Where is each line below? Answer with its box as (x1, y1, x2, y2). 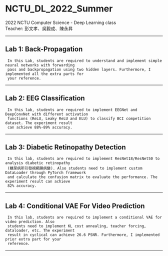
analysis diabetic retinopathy (5, 160, 70, 165)
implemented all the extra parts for (5, 71, 84, 76)
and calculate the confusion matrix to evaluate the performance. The (7, 174, 157, 180)
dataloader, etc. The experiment (5, 228, 75, 233)
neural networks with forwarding (5, 62, 75, 67)
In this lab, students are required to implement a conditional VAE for (7, 215, 162, 220)
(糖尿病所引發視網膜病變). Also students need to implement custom (7, 166, 142, 171)
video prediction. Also (5, 219, 55, 224)
